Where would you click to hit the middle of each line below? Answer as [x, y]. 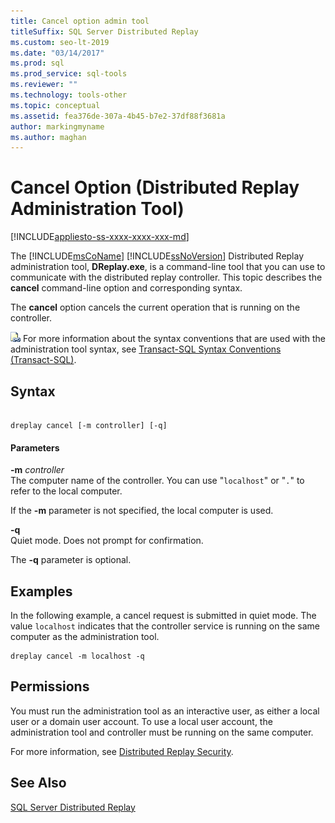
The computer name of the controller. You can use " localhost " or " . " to [157, 481]
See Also [38, 783]
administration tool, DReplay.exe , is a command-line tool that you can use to [168, 267]
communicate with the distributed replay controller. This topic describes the [166, 277]
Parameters [35, 447]
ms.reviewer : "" [44, 85]
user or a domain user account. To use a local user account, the [141, 721]
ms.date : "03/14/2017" [57, 53]
